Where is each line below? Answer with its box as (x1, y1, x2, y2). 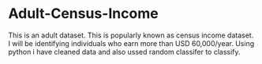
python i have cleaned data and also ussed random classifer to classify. (8, 47, 241, 56)
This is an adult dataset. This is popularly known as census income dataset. (8, 30, 254, 40)
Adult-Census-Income (8, 5, 159, 23)
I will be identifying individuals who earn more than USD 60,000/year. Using (8, 38, 255, 48)
